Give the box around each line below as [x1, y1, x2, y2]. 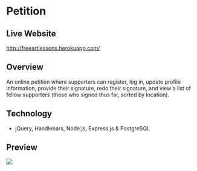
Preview [6, 142, 38, 153]
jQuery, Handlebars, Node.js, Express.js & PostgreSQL [15, 124, 150, 132]
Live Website [6, 29, 56, 39]
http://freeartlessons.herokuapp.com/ [6, 44, 100, 52]
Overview [6, 62, 44, 72]
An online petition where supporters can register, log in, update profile [6, 78, 181, 85]
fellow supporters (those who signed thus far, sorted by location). [6, 91, 170, 98]
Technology [6, 109, 53, 119]
